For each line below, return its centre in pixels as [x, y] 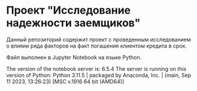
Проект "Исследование [69, 10]
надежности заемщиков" [73, 23]
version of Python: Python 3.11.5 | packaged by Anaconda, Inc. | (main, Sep [99, 75]
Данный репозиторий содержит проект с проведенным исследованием [99, 39]
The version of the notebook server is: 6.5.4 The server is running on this [96, 68]
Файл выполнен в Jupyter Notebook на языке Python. [74, 57]
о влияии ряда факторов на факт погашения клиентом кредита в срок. [97, 46]
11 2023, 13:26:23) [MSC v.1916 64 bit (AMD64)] [65, 81]
